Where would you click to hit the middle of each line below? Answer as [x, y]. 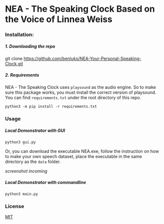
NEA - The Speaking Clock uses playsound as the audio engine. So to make [81, 87]
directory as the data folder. [33, 162]
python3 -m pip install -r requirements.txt [51, 107]
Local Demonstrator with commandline [46, 182]
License [15, 206]
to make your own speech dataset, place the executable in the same [74, 156]
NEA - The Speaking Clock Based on [80, 9]
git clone [14, 59]
